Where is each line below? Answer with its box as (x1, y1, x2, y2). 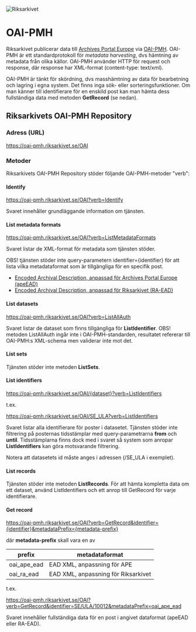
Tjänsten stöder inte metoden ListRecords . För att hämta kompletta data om (6, 480, 190, 487)
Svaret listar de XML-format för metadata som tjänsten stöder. (6, 245, 156, 252)
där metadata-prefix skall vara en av (6, 537, 95, 544)
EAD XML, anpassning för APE (49, 561, 133, 569)
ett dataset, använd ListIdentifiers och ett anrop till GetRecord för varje (6, 487, 176, 494)
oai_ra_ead (9, 570, 39, 578)
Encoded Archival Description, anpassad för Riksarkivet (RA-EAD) (14, 287, 174, 294)
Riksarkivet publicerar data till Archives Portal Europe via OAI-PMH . (6, 45, 169, 52)
